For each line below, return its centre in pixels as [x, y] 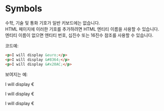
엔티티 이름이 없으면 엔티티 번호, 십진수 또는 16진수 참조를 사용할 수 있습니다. [79, 35]
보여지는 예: [17, 74]
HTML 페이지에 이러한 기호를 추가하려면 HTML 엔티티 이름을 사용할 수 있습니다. [82, 29]
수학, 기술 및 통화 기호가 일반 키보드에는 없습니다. [53, 23]
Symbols [24, 9]
